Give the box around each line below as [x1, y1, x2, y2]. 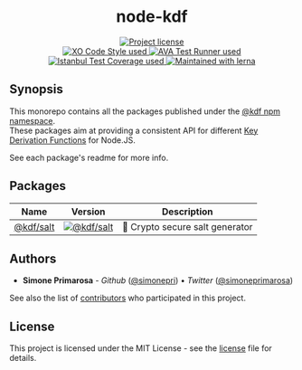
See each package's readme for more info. [9, 152, 169, 163]
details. [9, 353, 37, 364]
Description [161, 205, 214, 218]
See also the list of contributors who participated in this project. [9, 292, 247, 304]
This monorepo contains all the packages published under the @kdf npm [9, 106, 281, 117]
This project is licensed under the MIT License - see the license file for [9, 343, 273, 354]
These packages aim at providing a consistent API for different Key [9, 125, 259, 136]
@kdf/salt [14, 220, 55, 232]
